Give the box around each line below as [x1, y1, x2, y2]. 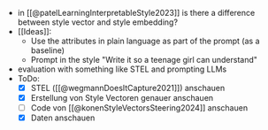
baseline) [30, 45, 65, 56]
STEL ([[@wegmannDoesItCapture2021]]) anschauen [30, 83, 226, 93]
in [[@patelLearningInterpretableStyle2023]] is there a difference [17, 8, 256, 18]
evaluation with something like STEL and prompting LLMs [17, 64, 227, 74]
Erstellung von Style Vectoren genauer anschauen [30, 93, 214, 103]
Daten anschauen [30, 112, 96, 123]
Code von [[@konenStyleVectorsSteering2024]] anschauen [30, 103, 249, 113]
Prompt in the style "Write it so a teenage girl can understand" [30, 55, 258, 65]
